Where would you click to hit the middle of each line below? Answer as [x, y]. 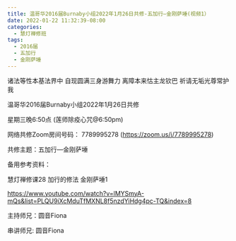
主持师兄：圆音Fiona [37, 215]
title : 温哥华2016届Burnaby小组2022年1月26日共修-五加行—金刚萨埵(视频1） [108, 14]
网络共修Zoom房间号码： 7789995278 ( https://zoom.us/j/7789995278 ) [111, 134]
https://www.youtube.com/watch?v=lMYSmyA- [76, 193]
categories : [25, 27]
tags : [15, 40]
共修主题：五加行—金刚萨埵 [48, 149]
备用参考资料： [29, 164]
